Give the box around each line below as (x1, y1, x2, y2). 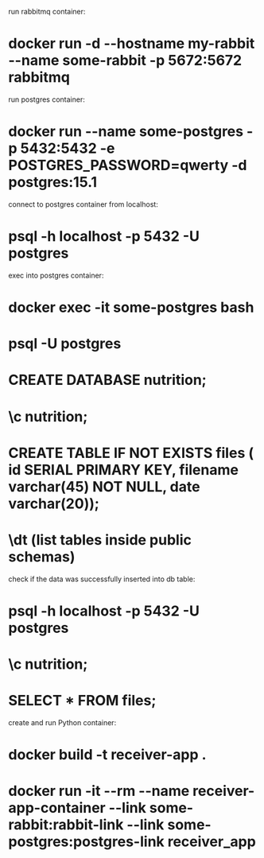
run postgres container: (8, 95, 85, 104)
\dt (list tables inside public (8, 530, 192, 549)
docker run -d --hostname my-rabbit (8, 35, 255, 52)
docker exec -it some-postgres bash (8, 298, 254, 316)
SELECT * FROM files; (8, 692, 157, 710)
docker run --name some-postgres (8, 122, 244, 141)
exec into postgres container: (8, 270, 104, 280)
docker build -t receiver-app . (8, 746, 207, 764)
